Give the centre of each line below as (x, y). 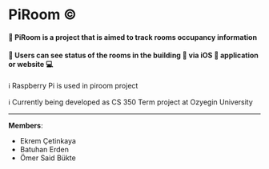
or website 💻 (31, 65)
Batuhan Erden (44, 149)
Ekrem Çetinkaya (48, 140)
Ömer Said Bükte (48, 158)
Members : (26, 125)
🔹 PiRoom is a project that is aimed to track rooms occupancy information (133, 37)
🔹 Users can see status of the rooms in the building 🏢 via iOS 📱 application (133, 55)
